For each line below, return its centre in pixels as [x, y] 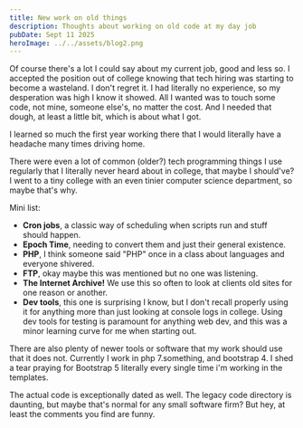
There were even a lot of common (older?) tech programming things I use [146, 162]
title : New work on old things [68, 18]
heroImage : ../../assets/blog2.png [76, 43]
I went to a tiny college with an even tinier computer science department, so [151, 181]
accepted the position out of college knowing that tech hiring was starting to [151, 79]
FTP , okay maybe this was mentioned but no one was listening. [140, 273]
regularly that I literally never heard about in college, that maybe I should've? [152, 171]
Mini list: [25, 208]
